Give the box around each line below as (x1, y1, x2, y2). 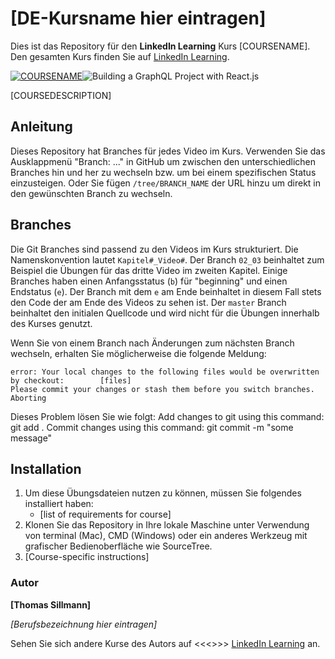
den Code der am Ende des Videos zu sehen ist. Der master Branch (10, 296, 287, 308)
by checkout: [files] (10, 375, 132, 386)
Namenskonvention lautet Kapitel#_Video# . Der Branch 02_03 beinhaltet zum (10, 253, 325, 266)
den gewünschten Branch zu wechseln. (10, 187, 173, 199)
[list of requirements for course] (39, 508, 172, 521)
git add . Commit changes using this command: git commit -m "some (10, 421, 294, 433)
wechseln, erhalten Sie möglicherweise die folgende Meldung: (10, 347, 267, 359)
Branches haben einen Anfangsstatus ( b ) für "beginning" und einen (10, 275, 288, 287)
